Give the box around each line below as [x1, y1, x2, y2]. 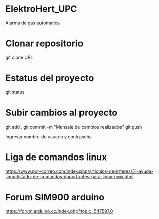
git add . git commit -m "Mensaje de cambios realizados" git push [5, 123, 142, 130]
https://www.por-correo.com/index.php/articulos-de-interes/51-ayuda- [5, 168, 153, 174]
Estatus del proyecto [5, 72, 94, 84]
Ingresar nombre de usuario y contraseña [5, 133, 92, 140]
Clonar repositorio [5, 38, 84, 49]
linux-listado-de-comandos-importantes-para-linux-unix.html [5, 173, 134, 179]
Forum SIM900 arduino [5, 191, 105, 203]
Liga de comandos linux [5, 151, 107, 163]
